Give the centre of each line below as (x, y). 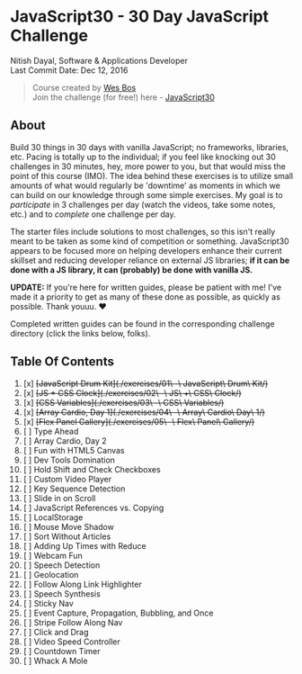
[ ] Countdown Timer (62, 651)
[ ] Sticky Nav (49, 603)
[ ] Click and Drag (56, 632)
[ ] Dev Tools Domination (69, 460)
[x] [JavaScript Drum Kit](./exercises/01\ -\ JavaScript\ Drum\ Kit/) (146, 383)
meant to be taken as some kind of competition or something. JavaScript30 (150, 241)
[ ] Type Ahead (51, 431)
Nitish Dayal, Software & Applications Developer (99, 60)
